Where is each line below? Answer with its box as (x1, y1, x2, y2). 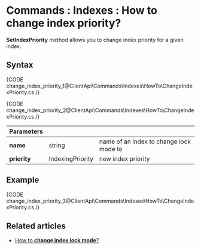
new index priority (99, 154, 150, 162)
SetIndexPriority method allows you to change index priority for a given (6, 36, 184, 43)
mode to (99, 144, 123, 153)
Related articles (6, 221, 66, 231)
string (48, 141, 65, 149)
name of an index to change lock (99, 137, 191, 146)
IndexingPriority (48, 154, 94, 162)
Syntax (6, 60, 33, 70)
